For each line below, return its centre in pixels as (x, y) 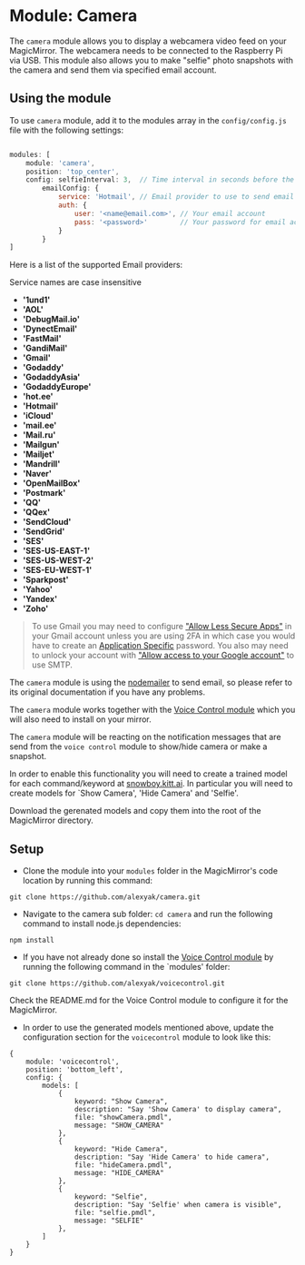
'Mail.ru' (39, 435)
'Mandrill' (41, 464)
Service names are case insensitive (76, 282)
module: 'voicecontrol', (73, 1062)
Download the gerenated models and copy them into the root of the (135, 811)
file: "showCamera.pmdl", (123, 1118)
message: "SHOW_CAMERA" (119, 1126)
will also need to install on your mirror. (80, 719)
